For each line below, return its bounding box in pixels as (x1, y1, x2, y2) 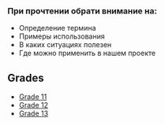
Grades (7, 71, 44, 84)
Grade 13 (18, 108, 49, 119)
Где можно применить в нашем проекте (18, 49, 156, 58)
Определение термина (18, 24, 96, 33)
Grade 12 (18, 101, 49, 110)
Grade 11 (18, 92, 47, 101)
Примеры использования (18, 31, 105, 41)
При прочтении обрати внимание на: (7, 6, 157, 17)
